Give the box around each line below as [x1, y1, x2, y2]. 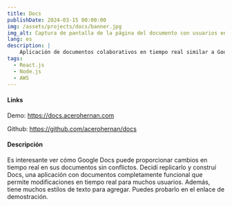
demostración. [7, 192, 48, 200]
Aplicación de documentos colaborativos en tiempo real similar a [19, 49, 215, 56]
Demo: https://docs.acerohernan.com [7, 111, 115, 120]
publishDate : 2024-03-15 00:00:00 [7, 17, 107, 24]
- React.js [13, 62, 45, 68]
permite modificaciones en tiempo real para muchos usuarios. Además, [7, 178, 211, 186]
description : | [7, 42, 51, 49]
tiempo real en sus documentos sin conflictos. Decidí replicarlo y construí [7, 163, 216, 171]
